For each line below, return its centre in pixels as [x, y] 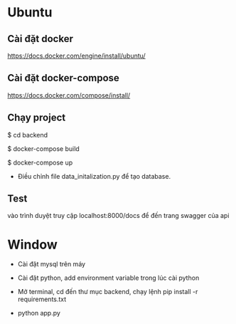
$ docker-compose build [43, 148]
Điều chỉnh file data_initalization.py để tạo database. [94, 176]
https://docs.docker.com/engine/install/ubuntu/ [76, 56]
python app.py [39, 313]
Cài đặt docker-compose [63, 78]
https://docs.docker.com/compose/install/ [69, 95]
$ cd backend [28, 135]
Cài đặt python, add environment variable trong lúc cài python [108, 278]
